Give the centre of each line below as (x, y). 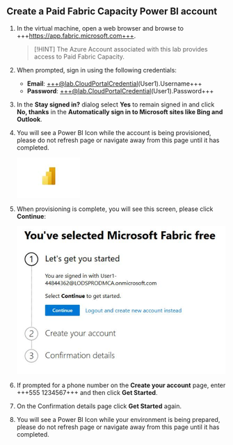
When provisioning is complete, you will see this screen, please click (115, 209)
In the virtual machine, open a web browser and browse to (100, 28)
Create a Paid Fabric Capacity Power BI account (112, 11)
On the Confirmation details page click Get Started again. (99, 406)
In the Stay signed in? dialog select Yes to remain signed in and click (115, 104)
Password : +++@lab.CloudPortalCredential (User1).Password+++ (120, 91)
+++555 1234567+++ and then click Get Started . (87, 393)
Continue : (31, 216)
